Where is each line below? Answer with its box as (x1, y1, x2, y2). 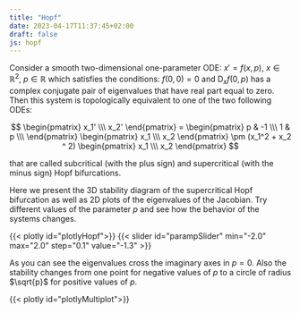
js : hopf (9, 38, 42, 47)
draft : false (9, 30, 58, 38)
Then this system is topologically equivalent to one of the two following (9, 95, 272, 106)
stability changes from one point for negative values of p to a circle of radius (9, 266, 292, 277)
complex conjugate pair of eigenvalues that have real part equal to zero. (9, 85, 275, 96)
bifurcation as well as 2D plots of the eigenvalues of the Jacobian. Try (9, 194, 268, 205)
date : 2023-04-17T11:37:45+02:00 (9, 21, 134, 30)
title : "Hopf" (9, 13, 63, 22)
